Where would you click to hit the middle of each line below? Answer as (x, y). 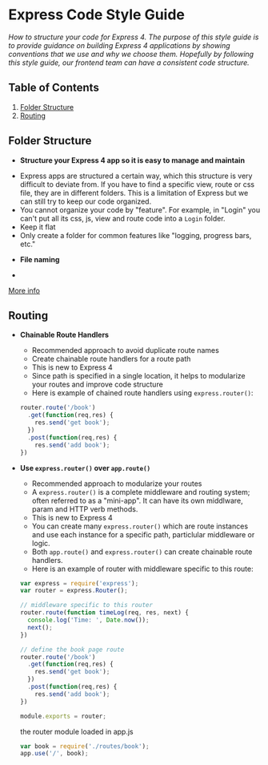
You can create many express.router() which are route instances (140, 526)
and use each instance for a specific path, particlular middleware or (143, 534)
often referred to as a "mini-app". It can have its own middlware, (138, 500)
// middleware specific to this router (86, 605)
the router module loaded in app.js (76, 731)
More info (24, 290)
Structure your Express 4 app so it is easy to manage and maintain (132, 160)
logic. (41, 543)
